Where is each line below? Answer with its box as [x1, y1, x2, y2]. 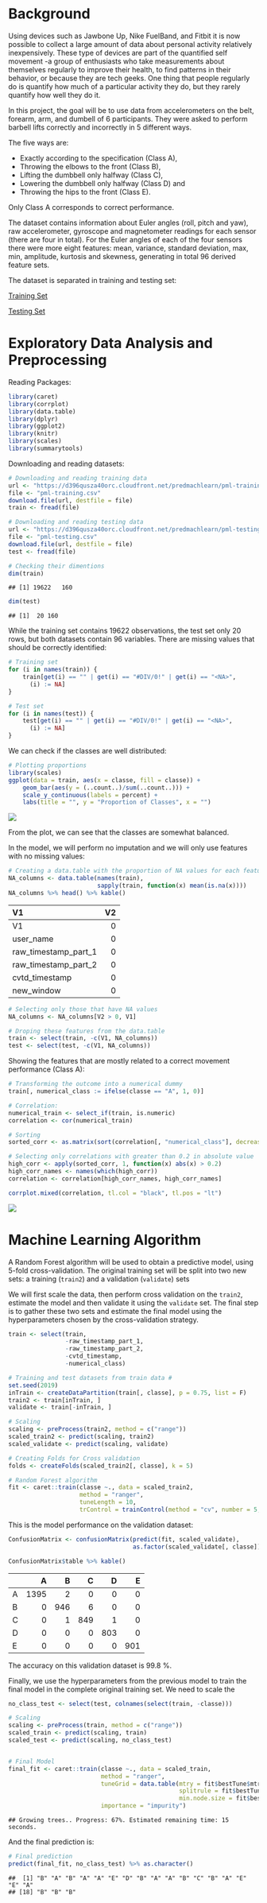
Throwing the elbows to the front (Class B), [19, 161, 161, 171]
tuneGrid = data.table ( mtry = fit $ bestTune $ [100, 1780, 250, 1788]
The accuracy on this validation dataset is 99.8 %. [8, 1661, 172, 1670]
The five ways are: [8, 138, 69, 147]
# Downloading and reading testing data [8, 518, 145, 526]
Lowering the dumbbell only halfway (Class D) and [19, 178, 185, 188]
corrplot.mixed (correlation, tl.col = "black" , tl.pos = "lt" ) [8, 1189, 222, 1197]
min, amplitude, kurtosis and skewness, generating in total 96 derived [8, 251, 236, 261]
